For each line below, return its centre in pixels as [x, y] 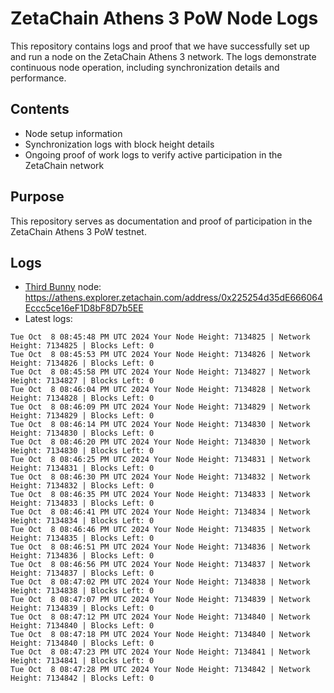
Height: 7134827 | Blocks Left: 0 [82, 381]
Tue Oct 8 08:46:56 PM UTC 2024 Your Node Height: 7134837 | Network [160, 565]
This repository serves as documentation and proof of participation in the [161, 221]
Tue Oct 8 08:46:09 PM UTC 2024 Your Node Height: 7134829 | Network [160, 407]
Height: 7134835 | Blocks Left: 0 [82, 538]
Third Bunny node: [63, 287]
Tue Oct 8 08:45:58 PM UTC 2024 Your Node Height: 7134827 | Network [160, 372]
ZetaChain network [64, 165]
